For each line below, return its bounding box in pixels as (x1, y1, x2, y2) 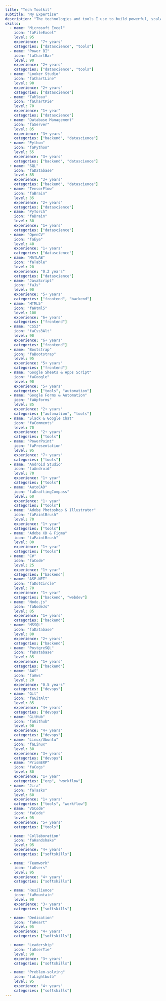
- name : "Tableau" (9, 94, 48, 99)
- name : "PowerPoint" (9, 439, 54, 444)
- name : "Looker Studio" (9, 72, 61, 77)
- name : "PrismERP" (9, 760, 50, 765)
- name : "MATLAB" (9, 255, 45, 260)
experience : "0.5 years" (14, 682, 65, 687)
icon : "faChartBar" (14, 53, 54, 58)
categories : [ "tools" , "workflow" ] (14, 801, 87, 806)
